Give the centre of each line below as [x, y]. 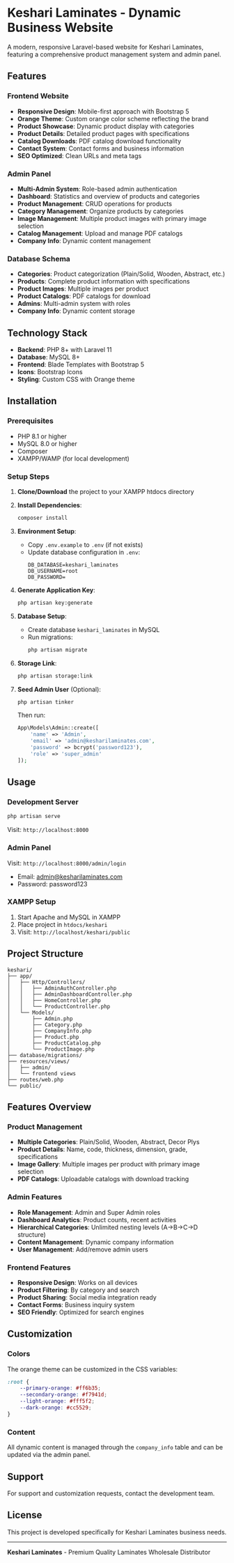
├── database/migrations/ [45, 1055]
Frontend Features [39, 1268]
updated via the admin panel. [49, 1455]
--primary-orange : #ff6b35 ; [60, 1388]
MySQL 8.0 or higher [47, 443]
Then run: [31, 715]
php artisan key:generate [55, 603]
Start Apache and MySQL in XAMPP [69, 917]
